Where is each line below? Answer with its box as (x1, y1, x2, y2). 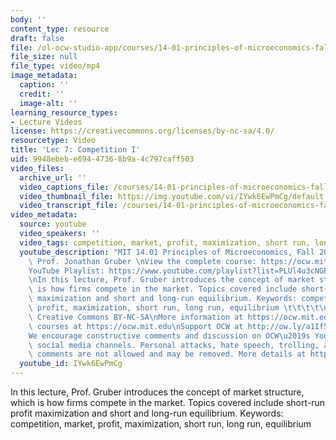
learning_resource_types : (10, 107, 118, 118)
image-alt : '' (19, 98, 78, 108)
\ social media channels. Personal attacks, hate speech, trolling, (28, 340, 320, 350)
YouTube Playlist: (28, 266, 105, 276)
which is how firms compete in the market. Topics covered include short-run (10, 397, 326, 408)
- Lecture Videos (10, 117, 83, 127)
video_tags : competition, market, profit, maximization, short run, (19, 237, 311, 248)
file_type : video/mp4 (10, 61, 101, 71)
